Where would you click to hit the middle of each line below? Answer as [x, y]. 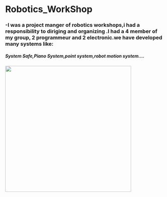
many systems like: [29, 44]
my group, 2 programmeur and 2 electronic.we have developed [84, 38]
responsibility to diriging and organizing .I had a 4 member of [81, 31]
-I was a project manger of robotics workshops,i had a [72, 25]
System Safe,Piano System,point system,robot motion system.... [75, 56]
